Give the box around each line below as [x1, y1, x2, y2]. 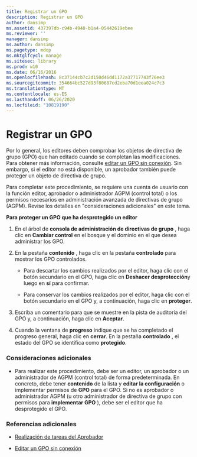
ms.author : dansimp [6, 42, 54, 48]
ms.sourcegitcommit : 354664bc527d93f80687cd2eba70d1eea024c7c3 [6, 80, 165, 86]
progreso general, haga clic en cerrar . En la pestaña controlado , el [14, 333, 179, 340]
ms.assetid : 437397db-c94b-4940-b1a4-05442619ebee [6, 25, 133, 31]
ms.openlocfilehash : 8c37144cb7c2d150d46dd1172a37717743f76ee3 [6, 74, 165, 80]
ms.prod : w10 [6, 63, 38, 70]
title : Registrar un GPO [6, 8, 67, 15]
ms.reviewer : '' [6, 31, 46, 37]
